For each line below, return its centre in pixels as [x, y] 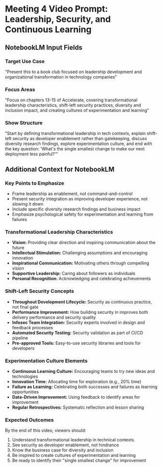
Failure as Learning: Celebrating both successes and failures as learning [85, 387]
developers [23, 348]
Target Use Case [25, 61]
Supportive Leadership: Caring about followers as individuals [74, 274]
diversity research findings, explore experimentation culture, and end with [79, 144]
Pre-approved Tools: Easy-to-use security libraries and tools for [76, 343]
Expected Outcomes [29, 420]
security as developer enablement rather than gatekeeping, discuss [80, 139]
